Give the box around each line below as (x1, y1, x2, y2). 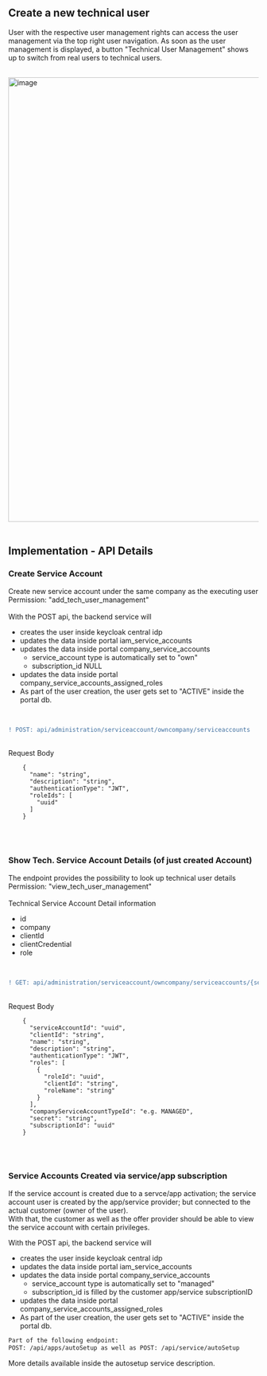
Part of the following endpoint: (8, 1336, 119, 1344)
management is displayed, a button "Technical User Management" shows (8, 44, 249, 54)
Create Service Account (8, 569, 103, 580)
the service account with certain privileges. (8, 1222, 150, 1232)
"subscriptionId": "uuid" (29, 1121, 115, 1129)
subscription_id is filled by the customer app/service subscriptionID (31, 1287, 253, 1296)
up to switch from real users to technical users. (8, 53, 163, 62)
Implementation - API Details (8, 545, 153, 558)
